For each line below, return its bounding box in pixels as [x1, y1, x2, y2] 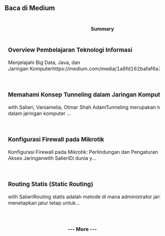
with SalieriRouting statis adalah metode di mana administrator [8, 193, 152, 200]
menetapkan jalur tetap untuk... [8, 199, 80, 206]
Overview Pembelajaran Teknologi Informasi [8, 46, 132, 54]
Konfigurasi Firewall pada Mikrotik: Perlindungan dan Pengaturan [8, 148, 158, 155]
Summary [90, 25, 114, 32]
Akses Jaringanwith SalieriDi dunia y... [8, 155, 97, 161]
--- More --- [67, 226, 97, 233]
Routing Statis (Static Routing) [8, 180, 94, 188]
